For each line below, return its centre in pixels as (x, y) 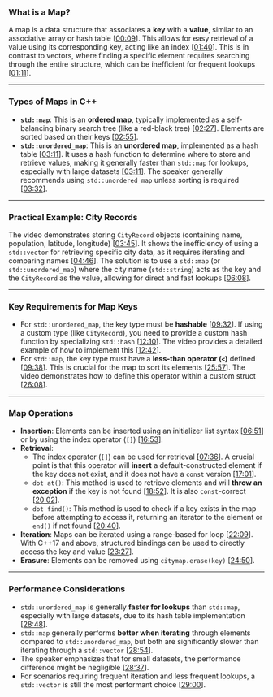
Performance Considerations (67, 589)
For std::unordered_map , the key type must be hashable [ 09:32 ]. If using (141, 324)
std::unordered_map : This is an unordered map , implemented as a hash (139, 145)
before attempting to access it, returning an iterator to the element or (147, 517)
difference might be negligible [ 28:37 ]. (84, 667)
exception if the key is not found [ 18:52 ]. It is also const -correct (139, 491)
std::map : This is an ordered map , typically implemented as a (123, 119)
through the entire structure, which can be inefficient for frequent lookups (132, 64)
